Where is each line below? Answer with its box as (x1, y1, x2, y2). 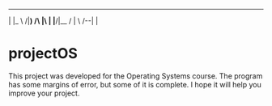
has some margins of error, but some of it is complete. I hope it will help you (8, 79, 261, 89)
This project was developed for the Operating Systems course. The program (8, 70, 263, 81)
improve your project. (8, 88, 80, 98)
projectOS (8, 45, 79, 63)
